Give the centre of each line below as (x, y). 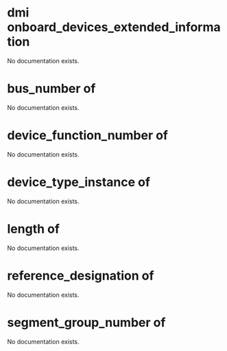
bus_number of (51, 89)
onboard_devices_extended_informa (114, 27)
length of (34, 229)
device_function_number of (87, 136)
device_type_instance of (79, 182)
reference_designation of (81, 275)
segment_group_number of (86, 322)
